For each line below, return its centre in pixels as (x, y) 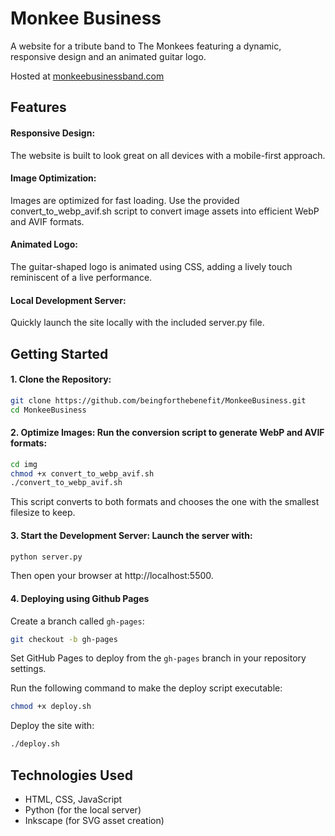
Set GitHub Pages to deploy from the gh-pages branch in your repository (158, 658)
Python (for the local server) (83, 810)
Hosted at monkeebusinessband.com (87, 76)
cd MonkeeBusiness (48, 410)
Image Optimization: (53, 178)
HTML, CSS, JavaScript (73, 799)
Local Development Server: (68, 300)
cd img (24, 464)
